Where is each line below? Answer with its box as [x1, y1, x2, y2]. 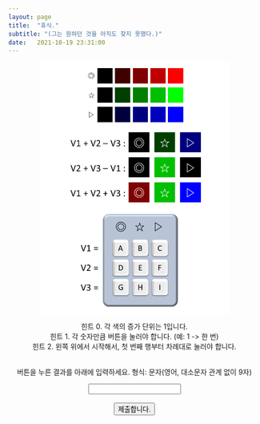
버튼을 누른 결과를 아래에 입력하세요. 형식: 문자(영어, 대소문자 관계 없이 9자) [17, 367, 252, 377]
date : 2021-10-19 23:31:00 [8, 38, 106, 46]
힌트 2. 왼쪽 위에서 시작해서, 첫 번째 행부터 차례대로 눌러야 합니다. [32, 341, 237, 352]
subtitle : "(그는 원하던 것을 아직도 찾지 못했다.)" [8, 30, 162, 38]
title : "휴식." [8, 21, 59, 30]
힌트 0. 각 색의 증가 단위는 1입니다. [81, 321, 188, 332]
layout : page [8, 13, 52, 21]
